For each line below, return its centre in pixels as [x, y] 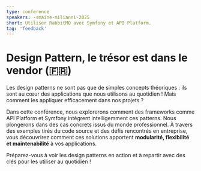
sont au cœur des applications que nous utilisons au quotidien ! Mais [91, 94]
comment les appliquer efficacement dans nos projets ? [75, 100]
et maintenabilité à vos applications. [52, 143]
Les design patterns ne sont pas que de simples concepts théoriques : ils [97, 88]
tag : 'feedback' [26, 28]
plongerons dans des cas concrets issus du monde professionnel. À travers [100, 125]
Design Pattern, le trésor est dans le [97, 58]
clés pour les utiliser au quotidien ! [49, 161]
